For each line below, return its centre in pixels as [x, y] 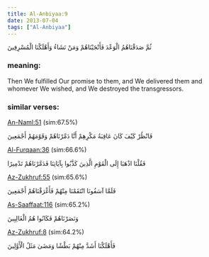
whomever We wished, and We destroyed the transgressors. [96, 88]
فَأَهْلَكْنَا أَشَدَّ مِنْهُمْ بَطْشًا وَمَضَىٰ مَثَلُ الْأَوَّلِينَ [61, 246]
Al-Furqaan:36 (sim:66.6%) [47, 149]
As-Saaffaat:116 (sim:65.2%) [49, 204]
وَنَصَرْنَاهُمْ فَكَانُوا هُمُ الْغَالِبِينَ [43, 218]
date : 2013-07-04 [33, 21]
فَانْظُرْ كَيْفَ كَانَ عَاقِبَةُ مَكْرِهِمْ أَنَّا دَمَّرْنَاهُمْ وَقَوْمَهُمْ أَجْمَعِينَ [80, 136]
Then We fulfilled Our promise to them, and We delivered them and [105, 81]
